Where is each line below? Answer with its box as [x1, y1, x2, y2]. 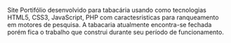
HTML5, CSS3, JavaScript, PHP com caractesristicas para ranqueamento [7, 13, 219, 21]
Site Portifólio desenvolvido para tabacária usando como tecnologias [7, 6, 207, 14]
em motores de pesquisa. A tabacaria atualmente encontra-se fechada [7, 21, 212, 28]
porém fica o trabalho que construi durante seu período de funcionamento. [7, 28, 225, 36]
